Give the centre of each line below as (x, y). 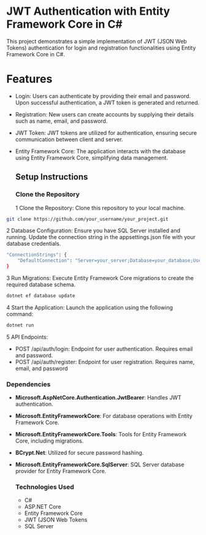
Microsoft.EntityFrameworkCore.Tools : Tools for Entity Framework (101, 434)
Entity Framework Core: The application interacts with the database (100, 151)
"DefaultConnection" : (45, 261)
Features (29, 79)
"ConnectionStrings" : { (37, 255)
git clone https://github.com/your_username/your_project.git (87, 219)
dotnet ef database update (41, 296)
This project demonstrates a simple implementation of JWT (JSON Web (97, 41)
